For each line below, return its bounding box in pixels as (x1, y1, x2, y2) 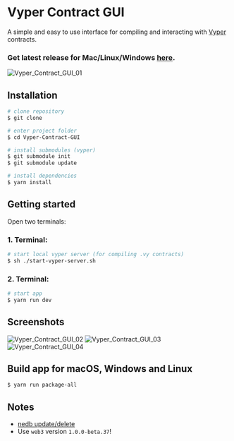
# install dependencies (7, 172, 78, 180)
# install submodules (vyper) (7, 146, 97, 154)
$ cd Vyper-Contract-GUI (7, 133, 80, 141)
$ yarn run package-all (7, 382, 78, 389)
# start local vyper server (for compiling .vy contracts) (7, 251, 185, 258)
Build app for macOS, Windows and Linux (7, 363, 192, 375)
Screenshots (7, 316, 65, 328)
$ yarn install (7, 179, 52, 186)
